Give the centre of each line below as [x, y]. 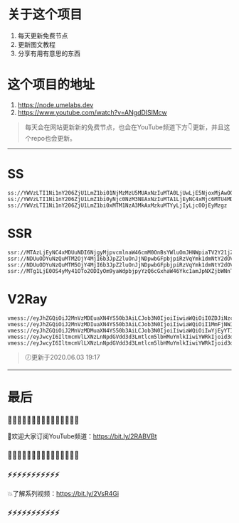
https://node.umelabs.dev [55, 104]
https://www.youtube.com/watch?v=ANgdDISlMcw [92, 112]
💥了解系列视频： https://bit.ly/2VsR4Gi [63, 494]
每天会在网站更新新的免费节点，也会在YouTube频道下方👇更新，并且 [124, 127]
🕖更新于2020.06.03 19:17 [63, 357]
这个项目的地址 [51, 85]
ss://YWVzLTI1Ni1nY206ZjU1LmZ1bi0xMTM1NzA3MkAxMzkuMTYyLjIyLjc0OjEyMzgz [117, 205]
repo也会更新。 [53, 138]
